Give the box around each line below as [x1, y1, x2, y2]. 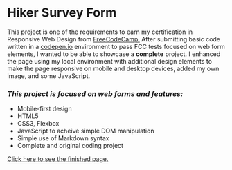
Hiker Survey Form [7, 5, 117, 21]
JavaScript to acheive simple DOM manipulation [17, 126, 154, 135]
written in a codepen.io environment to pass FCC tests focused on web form [7, 42, 225, 50]
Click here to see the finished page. [7, 155, 109, 163]
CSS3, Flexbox [17, 120, 60, 128]
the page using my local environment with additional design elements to [7, 57, 213, 65]
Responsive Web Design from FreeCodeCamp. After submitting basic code [7, 35, 220, 43]
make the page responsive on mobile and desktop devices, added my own [7, 64, 220, 73]
